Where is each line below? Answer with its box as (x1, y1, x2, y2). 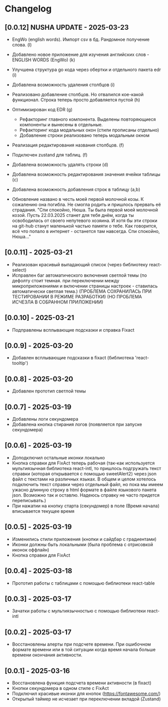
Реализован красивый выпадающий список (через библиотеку (12, 261, 148, 267)
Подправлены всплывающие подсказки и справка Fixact (12, 327, 134, 333)
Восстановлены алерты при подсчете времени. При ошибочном (12, 641, 151, 647)
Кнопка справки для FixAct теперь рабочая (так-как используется (12, 460, 155, 466)
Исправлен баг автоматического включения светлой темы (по (12, 272, 147, 278)
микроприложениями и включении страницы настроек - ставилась (12, 283, 158, 289)
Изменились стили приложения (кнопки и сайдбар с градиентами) (12, 536, 157, 542)
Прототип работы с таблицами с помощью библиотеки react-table (12, 580, 155, 586)
